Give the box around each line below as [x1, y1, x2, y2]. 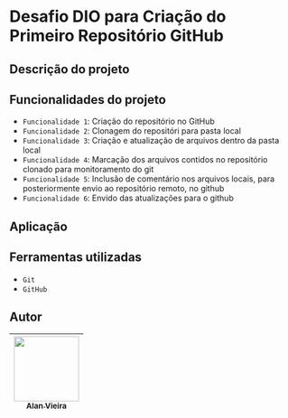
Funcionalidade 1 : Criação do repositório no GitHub [22, 116, 215, 127]
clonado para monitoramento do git [22, 164, 154, 175]
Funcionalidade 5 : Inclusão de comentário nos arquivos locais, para [22, 173, 275, 184]
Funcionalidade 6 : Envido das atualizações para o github [22, 192, 235, 204]
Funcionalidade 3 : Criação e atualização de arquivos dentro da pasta [22, 135, 280, 146]
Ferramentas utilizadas [9, 250, 143, 265]
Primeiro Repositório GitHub [9, 25, 224, 46]
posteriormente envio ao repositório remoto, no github [22, 183, 225, 194]
